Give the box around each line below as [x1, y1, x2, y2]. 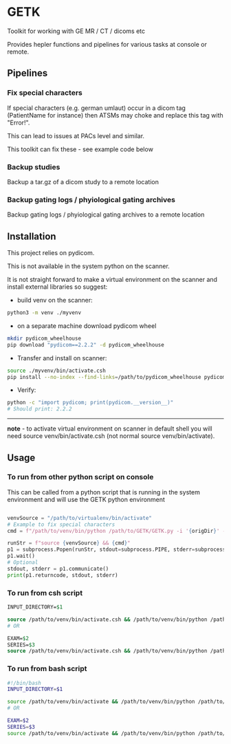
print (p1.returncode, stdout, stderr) [7, 571, 118, 578]
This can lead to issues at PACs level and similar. [7, 131, 145, 140]
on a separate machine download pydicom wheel [16, 321, 157, 330]
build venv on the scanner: [16, 296, 93, 305]
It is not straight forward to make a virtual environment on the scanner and [7, 276, 218, 284]
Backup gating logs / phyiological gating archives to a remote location [7, 210, 205, 219]
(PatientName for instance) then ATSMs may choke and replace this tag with [7, 111, 223, 119]
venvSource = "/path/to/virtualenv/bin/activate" [7, 514, 153, 521]
